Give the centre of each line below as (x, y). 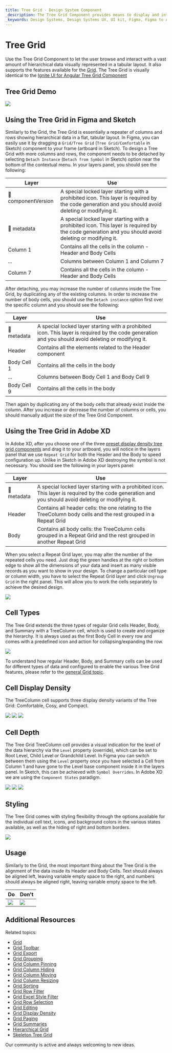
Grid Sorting (26, 986)
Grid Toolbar (26, 947)
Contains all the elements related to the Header (94, 347)
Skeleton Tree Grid (33, 1035)
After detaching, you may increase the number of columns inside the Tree (83, 288)
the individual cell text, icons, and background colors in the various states (83, 822)
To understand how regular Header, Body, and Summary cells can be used (84, 661)
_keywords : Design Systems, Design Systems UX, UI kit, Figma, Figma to (84, 19)
